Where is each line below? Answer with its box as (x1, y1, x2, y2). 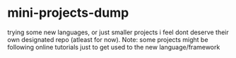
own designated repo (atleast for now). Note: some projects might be (7, 35, 208, 43)
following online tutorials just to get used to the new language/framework (7, 43, 220, 51)
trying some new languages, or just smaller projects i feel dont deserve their (7, 28, 230, 36)
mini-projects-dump (7, 5, 129, 21)
